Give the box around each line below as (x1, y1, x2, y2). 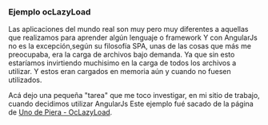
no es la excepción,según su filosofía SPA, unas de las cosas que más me (8, 41, 252, 51)
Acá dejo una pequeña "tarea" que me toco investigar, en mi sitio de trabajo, (8, 91, 260, 100)
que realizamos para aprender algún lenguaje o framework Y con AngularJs (8, 33, 258, 42)
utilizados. (8, 75, 42, 85)
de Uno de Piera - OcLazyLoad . (8, 107, 113, 117)
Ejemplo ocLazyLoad (8, 6, 91, 18)
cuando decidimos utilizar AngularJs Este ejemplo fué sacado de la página (8, 99, 254, 109)
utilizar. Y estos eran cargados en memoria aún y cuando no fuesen (8, 67, 231, 76)
